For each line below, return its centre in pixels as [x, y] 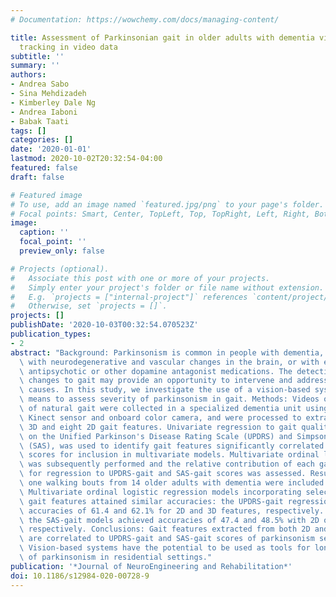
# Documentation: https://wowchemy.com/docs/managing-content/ [145, 19]
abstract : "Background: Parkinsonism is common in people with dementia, [167, 352]
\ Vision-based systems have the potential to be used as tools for [165, 548]
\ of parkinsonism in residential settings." [116, 557]
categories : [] [42, 140]
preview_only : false [62, 251]
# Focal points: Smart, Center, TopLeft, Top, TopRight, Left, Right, [160, 214]
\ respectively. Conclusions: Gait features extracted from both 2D [165, 529]
